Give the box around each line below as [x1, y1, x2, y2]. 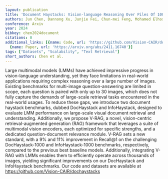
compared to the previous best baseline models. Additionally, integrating [5, 147, 155, 153]
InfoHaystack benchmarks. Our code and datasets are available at [5, 163, 141, 169]
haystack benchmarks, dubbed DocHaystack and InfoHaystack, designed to [5, 104, 162, 110]
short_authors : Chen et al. [5, 53, 64, 59]
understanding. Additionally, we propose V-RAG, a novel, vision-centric [5, 115, 152, 121]
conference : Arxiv [5, 21, 43, 26]
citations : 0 [5, 35, 32, 40]
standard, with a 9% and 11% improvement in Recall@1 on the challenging [5, 136, 157, 142]
